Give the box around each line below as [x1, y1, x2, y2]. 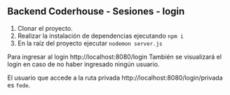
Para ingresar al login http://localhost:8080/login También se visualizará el [7, 52, 222, 61]
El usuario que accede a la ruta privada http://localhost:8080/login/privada [7, 73, 223, 82]
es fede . [7, 80, 31, 89]
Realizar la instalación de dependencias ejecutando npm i [17, 31, 184, 40]
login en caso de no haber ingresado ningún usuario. [7, 59, 160, 68]
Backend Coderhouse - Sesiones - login [7, 6, 185, 17]
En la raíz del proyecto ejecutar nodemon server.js [17, 38, 163, 47]
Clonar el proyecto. [17, 24, 73, 32]
